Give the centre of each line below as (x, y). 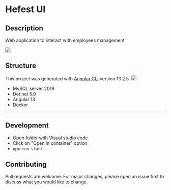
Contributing (26, 164)
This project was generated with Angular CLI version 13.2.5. (68, 78)
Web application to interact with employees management (65, 40)
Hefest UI (25, 9)
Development (27, 125)
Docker (20, 105)
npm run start (27, 149)
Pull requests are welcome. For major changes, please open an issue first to (85, 177)
